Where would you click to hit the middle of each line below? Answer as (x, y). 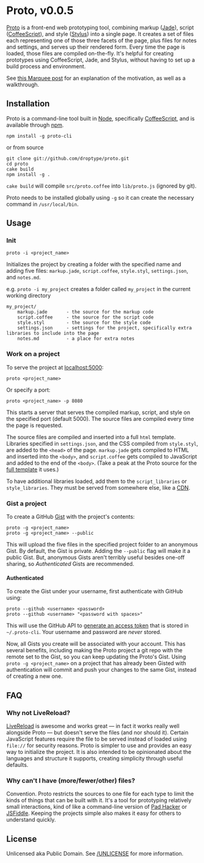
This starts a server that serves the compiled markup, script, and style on (98, 412)
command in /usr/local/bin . (43, 204)
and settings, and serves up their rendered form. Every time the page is (96, 47)
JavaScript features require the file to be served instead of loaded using (97, 739)
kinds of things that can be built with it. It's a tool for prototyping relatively (99, 800)
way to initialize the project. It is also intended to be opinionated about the (99, 752)
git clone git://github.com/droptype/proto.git (68, 158)
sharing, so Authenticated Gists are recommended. (70, 564)
